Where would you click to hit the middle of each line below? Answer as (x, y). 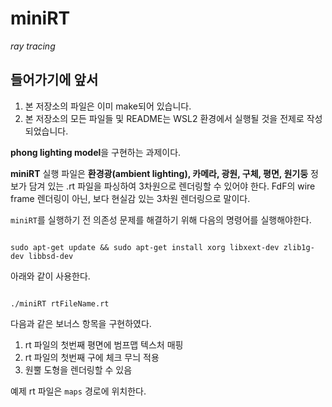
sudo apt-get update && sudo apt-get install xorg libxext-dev (145, 247)
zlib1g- (299, 247)
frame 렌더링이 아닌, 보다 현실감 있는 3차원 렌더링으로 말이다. (130, 198)
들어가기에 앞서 (54, 80)
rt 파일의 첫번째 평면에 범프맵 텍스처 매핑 (104, 344)
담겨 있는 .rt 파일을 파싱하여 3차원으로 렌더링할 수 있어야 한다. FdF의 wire (172, 186)
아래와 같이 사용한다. (50, 276)
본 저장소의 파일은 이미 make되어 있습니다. (108, 106)
